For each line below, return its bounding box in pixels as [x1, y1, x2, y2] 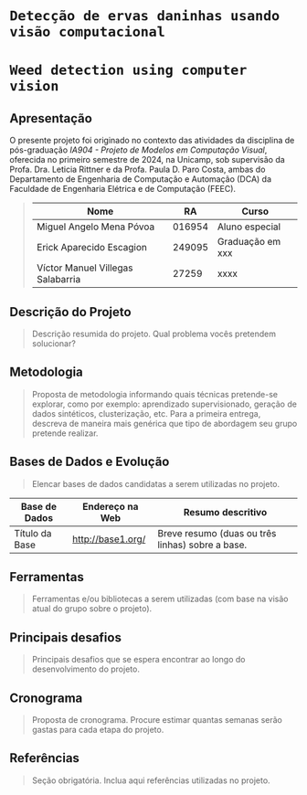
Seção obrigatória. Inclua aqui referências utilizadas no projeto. [31, 775, 271, 786]
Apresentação [9, 111, 93, 126]
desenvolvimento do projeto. [31, 663, 140, 674]
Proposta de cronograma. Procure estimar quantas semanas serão [31, 715, 283, 726]
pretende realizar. [31, 428, 99, 439]
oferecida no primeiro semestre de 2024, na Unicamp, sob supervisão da [9, 154, 285, 165]
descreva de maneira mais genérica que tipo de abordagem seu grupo [31, 418, 298, 429]
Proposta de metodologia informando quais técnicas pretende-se [31, 388, 279, 399]
